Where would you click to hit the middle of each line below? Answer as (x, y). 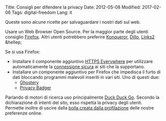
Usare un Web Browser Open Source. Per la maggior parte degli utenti (77, 31)
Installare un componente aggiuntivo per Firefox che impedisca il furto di (86, 72)
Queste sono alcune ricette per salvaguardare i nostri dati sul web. (73, 22)
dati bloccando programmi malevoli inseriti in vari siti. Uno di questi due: (86, 77)
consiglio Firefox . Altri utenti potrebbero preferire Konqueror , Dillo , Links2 (80, 37)
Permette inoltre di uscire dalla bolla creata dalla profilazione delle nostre (80, 108)
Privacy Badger (35, 88)
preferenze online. (24, 113)
